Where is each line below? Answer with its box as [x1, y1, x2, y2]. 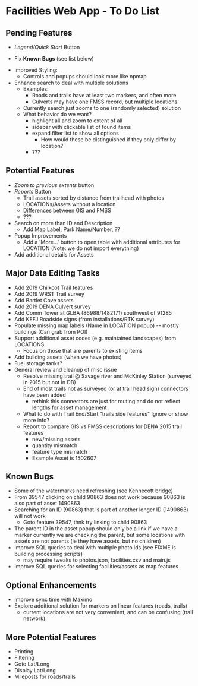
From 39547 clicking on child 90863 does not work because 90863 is [14, 494, 186, 501]
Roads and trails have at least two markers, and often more [32, 92, 177, 99]
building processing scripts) [14, 551, 83, 558]
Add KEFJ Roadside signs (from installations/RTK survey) [14, 315, 155, 323]
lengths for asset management [32, 404, 107, 411]
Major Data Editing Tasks [5, 268, 100, 279]
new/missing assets [32, 435, 81, 442]
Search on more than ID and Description [14, 219, 113, 226]
